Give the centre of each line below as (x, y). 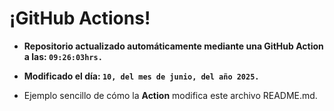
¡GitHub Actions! (80, 18)
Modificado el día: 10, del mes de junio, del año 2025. (141, 76)
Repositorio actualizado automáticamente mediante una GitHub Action (173, 46)
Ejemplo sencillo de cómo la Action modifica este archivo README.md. (170, 95)
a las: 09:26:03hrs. (63, 56)
